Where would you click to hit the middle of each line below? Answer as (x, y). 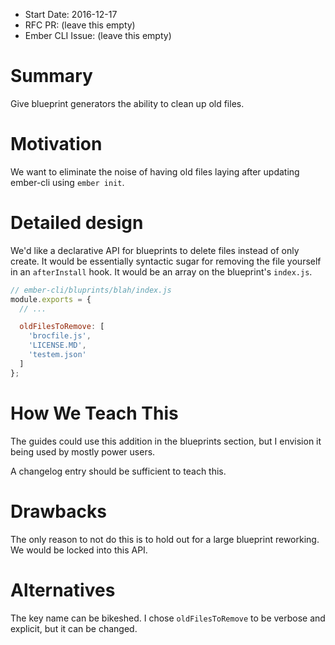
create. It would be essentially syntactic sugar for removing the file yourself (166, 261)
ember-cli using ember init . (67, 182)
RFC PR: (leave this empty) (80, 25)
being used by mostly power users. (83, 451)
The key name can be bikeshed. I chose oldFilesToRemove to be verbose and (168, 618)
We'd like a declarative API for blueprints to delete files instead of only (155, 250)
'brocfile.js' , (60, 336)
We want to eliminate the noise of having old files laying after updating (155, 171)
